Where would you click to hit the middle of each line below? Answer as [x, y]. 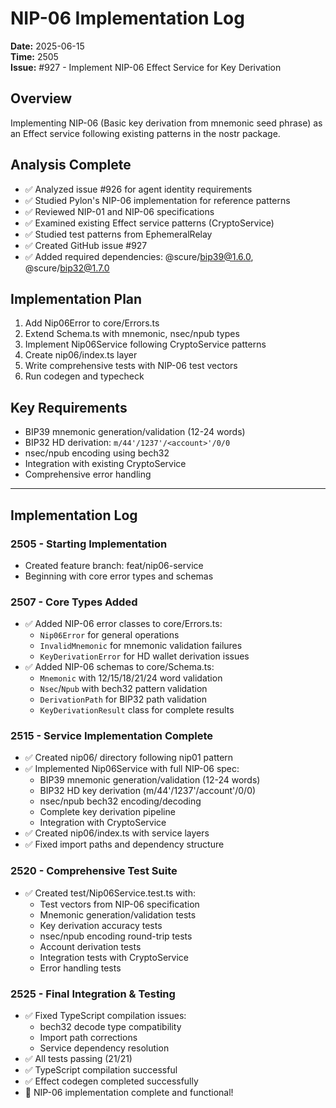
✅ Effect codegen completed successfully [111, 1081]
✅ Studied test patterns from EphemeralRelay [118, 234]
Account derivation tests [90, 946]
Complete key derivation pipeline [107, 812]
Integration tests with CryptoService [114, 957]
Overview [41, 98]
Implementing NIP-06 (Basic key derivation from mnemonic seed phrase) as [166, 123]
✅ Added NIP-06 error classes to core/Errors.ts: [123, 624]
